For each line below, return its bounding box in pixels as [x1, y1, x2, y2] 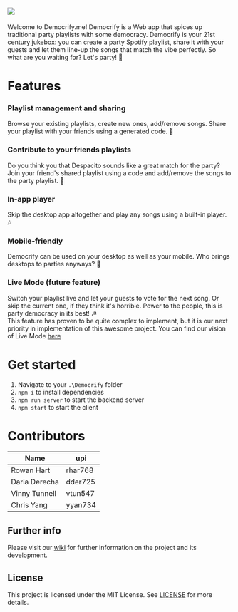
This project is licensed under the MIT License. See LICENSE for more [7, 591, 212, 599]
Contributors [7, 427, 86, 444]
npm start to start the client [17, 403, 98, 411]
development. [7, 551, 48, 559]
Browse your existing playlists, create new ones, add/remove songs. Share [7, 120, 227, 128]
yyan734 [66, 500, 96, 510]
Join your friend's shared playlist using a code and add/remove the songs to [7, 168, 232, 177]
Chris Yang [11, 500, 48, 510]
